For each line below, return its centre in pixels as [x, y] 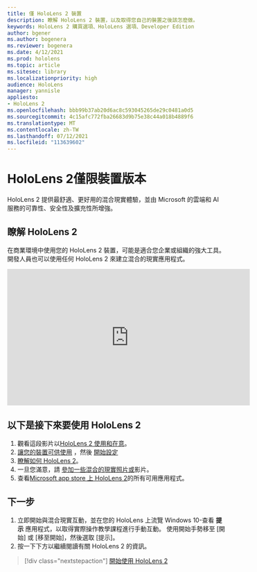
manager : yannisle [34, 91]
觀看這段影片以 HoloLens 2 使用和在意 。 [74, 443]
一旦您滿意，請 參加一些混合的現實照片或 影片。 [85, 469]
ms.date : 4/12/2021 [35, 53]
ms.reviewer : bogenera [40, 46]
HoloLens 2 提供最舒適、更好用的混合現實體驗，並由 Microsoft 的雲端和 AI [113, 200]
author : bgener [29, 33]
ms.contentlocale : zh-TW [43, 130]
